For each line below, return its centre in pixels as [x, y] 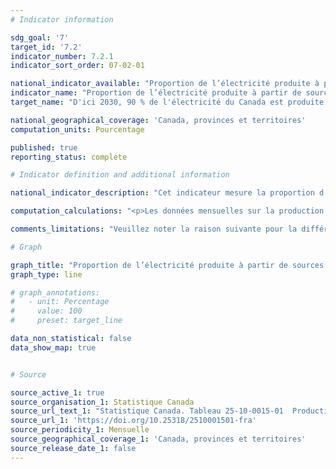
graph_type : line [46, 274]
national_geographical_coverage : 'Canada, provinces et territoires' [158, 120]
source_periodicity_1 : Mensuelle [80, 430]
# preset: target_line [66, 321]
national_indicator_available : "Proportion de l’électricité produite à [165, 84]
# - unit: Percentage [60, 302]
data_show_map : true [53, 347]
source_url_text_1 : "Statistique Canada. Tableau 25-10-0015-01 [147, 411]
